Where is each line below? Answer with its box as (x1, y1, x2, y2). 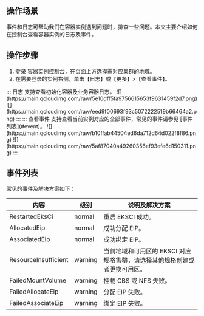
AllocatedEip (9, 224, 46, 232)
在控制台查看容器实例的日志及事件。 (6, 30, 97, 38)
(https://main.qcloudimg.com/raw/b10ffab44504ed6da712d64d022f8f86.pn (6, 129, 196, 137)
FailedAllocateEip (9, 287, 59, 296)
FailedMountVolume (9, 276, 67, 284)
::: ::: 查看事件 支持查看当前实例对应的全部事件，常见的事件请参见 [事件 (16, 115, 193, 122)
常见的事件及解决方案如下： (6, 185, 76, 193)
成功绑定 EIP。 (103, 236, 145, 244)
